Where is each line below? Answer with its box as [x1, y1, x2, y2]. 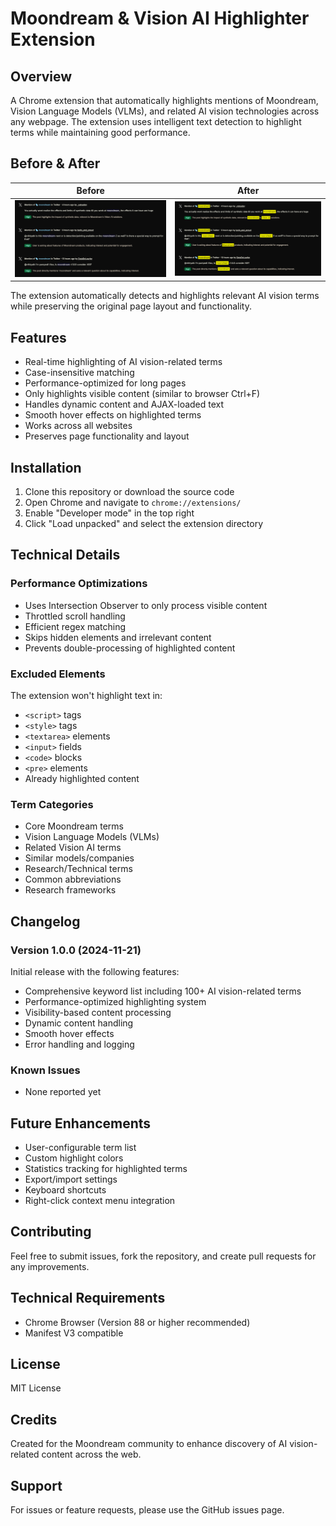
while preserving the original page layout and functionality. [10, 300, 252, 312]
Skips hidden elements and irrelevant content [24, 631, 212, 643]
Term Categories [10, 797, 94, 811]
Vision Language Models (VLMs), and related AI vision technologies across [10, 105, 320, 117]
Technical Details [10, 547, 121, 564]
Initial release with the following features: [10, 965, 180, 977]
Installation [10, 459, 82, 476]
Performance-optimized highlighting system [24, 995, 207, 1007]
